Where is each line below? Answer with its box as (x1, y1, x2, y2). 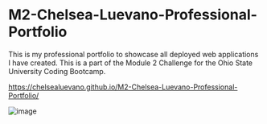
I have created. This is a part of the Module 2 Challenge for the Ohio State (8, 58, 253, 68)
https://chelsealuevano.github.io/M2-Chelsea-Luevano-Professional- (8, 82, 238, 92)
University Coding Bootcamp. (8, 66, 106, 76)
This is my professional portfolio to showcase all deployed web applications (8, 49, 259, 59)
